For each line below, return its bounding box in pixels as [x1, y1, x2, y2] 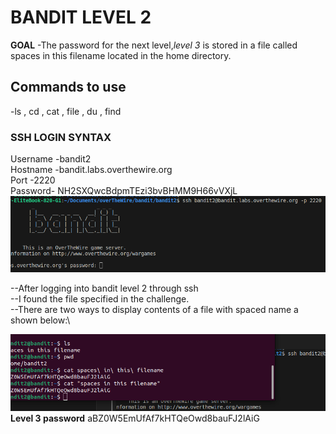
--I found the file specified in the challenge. [10, 293, 190, 305]
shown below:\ [10, 314, 71, 326]
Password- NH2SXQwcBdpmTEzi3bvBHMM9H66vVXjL [10, 185, 238, 197]
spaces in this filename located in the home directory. [10, 49, 232, 61]
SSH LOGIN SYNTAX [10, 130, 112, 144]
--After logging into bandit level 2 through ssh [10, 282, 199, 295]
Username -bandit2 [10, 153, 92, 165]
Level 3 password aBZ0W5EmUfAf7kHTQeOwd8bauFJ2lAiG [10, 412, 260, 424]
